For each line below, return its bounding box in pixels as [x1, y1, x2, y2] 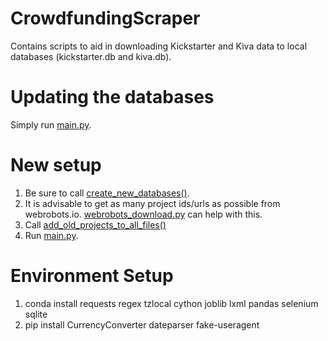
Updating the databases [10, 86, 215, 109]
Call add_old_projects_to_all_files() [24, 218, 167, 231]
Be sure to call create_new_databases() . [24, 187, 190, 199]
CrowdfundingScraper [10, 7, 201, 30]
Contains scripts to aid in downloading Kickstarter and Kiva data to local [10, 40, 308, 52]
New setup [10, 154, 102, 177]
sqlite [24, 308, 48, 320]
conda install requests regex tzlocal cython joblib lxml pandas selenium [24, 297, 319, 309]
